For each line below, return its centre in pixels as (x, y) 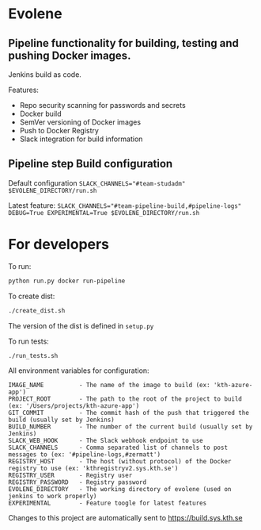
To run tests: (28, 341)
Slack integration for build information (81, 139)
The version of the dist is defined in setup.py (81, 325)
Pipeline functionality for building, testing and (124, 43)
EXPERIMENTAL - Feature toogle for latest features (108, 503)
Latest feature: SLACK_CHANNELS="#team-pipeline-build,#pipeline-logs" (125, 205)
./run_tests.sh (33, 355)
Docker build (40, 113)
